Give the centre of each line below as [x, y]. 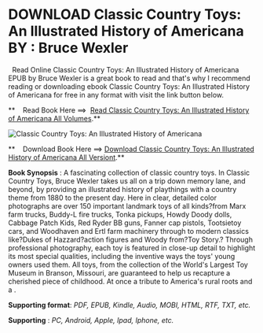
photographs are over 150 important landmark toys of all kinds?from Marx [127, 205]
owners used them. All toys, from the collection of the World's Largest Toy [128, 265]
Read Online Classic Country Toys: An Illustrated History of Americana [125, 69]
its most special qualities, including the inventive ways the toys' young [122, 256]
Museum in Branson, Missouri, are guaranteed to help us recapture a [119, 272]
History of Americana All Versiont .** [66, 157]
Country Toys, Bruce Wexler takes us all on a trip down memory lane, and [127, 181]
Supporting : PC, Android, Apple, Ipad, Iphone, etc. [91, 320]
